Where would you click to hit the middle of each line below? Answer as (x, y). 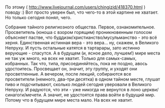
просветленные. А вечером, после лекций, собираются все (68, 74)
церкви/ (150, 90)
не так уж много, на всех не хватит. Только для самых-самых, (71, 58)
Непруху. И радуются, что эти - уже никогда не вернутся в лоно (73, 90)
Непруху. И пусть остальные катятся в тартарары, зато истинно (73, 48)
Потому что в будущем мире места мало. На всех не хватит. (69, 100)
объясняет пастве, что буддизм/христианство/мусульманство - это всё (81, 37)
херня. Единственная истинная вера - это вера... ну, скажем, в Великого (82, 43)
